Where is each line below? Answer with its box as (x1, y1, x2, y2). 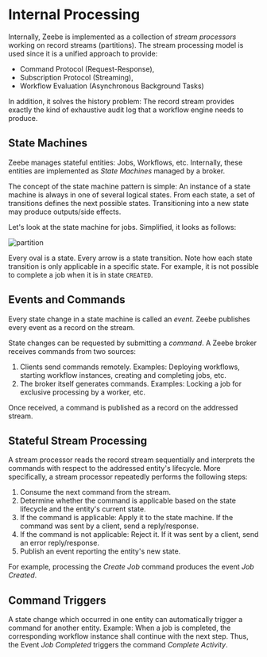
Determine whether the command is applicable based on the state (19, 496, 237, 506)
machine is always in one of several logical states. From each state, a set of (8, 189, 256, 200)
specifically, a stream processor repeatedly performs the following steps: (8, 472, 248, 482)
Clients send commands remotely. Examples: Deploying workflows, (19, 362, 240, 371)
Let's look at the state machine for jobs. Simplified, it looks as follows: (8, 222, 237, 231)
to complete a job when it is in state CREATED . (8, 270, 153, 279)
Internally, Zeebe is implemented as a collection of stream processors (8, 32, 237, 41)
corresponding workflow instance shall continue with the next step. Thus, (8, 632, 249, 641)
